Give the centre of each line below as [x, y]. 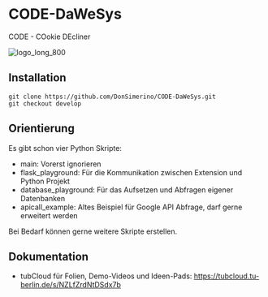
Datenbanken [43, 198]
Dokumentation [49, 256]
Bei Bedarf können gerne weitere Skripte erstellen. [93, 231]
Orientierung [41, 129]
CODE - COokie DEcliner [50, 37]
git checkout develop [45, 103]
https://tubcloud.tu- [227, 276]
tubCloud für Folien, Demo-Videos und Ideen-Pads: [106, 276]
